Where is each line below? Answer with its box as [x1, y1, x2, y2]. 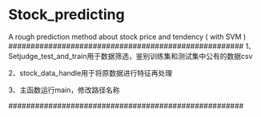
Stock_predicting [8, 6, 126, 24]
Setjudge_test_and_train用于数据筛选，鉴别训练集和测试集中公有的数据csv [8, 51, 253, 60]
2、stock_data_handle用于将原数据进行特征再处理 [8, 68, 173, 77]
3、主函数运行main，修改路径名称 [8, 85, 120, 95]
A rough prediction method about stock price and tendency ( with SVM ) [8, 32, 247, 41]
